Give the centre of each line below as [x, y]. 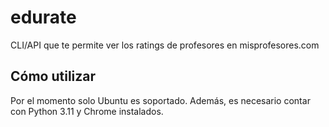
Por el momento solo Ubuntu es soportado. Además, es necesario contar [160, 100]
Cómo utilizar [53, 76]
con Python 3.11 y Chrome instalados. [87, 111]
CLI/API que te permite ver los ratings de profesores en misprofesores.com [165, 45]
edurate [43, 17]
